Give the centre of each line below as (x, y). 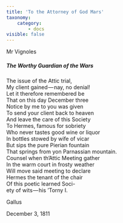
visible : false (25, 35)
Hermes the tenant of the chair (45, 178)
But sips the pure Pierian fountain (48, 145)
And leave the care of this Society (48, 119)
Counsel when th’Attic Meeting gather (53, 158)
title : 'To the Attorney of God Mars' (55, 12)
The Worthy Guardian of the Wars (50, 65)
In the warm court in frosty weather (51, 165)
